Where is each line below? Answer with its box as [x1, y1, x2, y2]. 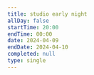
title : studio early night [7, 10, 88, 18]
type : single [7, 57, 46, 64]
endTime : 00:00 [7, 30, 53, 38]
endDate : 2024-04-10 [7, 44, 69, 51]
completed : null [7, 51, 56, 58]
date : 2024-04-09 [7, 37, 59, 44]
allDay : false [7, 17, 50, 24]
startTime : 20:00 [7, 24, 59, 31]
